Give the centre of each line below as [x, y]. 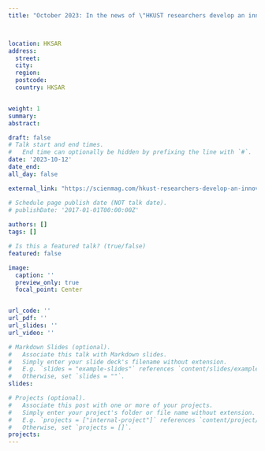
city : [24, 65]
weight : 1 [24, 108]
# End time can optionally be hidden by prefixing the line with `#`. [130, 152]
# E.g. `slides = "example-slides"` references [91, 369]
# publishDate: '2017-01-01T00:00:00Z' [74, 210]
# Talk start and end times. [56, 145]
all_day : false [33, 174]
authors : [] [28, 225]
